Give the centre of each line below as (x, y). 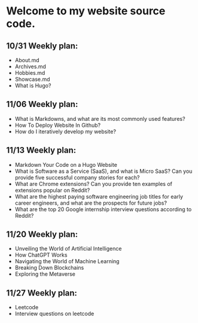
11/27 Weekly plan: (42, 293)
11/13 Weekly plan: (41, 150)
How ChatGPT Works (41, 255)
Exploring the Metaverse (45, 274)
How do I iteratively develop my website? (66, 131)
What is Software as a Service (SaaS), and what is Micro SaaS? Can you (103, 171)
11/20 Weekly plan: (42, 234)
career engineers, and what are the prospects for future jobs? (91, 203)
